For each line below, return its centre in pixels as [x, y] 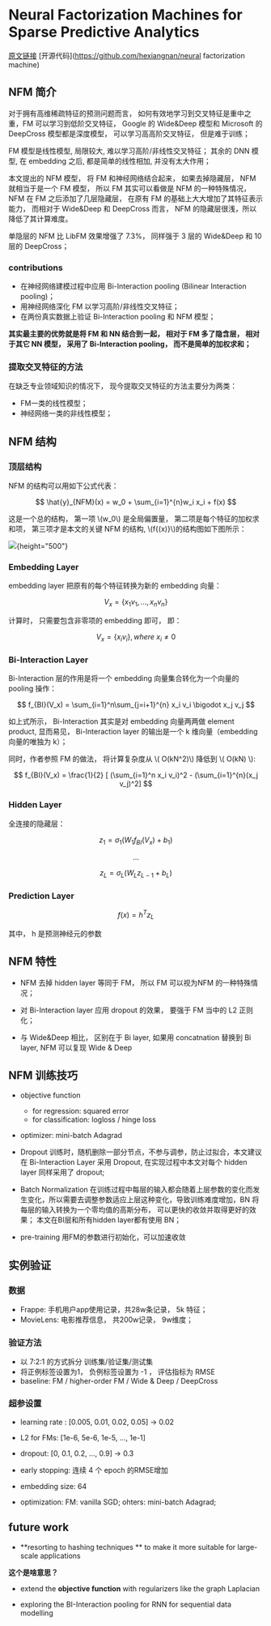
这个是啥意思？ [33, 1572]
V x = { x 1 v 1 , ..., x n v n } [136, 603]
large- [248, 1547]
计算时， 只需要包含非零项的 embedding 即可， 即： [95, 621]
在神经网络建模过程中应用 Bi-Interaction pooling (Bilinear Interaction [133, 286]
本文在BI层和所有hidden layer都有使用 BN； [109, 1220]
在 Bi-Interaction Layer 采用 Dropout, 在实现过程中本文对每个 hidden [134, 1162]
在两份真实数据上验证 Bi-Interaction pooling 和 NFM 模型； [118, 317]
